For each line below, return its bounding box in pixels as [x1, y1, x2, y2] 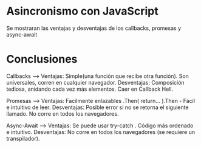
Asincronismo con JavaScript [6, 4, 159, 18]
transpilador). [6, 135, 40, 142]
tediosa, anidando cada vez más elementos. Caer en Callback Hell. [6, 85, 174, 93]
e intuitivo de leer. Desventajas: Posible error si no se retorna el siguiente [6, 104, 189, 111]
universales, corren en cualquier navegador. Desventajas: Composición [6, 79, 185, 86]
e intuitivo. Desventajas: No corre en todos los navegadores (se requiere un [6, 128, 196, 135]
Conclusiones [6, 52, 78, 66]
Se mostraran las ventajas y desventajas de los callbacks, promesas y [6, 24, 181, 32]
